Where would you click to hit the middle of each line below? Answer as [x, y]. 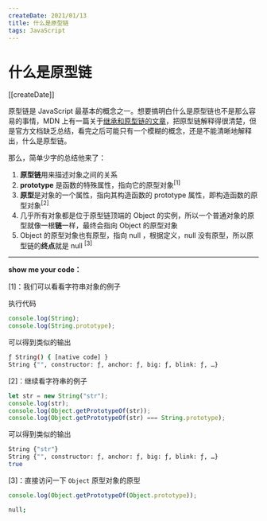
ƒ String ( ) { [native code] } [58, 358]
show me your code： [45, 270]
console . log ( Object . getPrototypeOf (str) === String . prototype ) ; [117, 418]
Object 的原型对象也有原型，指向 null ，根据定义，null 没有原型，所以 [133, 235]
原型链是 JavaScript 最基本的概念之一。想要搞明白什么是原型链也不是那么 [129, 111]
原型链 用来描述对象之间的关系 [68, 175]
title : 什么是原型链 [39, 23]
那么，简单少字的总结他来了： [57, 158]
